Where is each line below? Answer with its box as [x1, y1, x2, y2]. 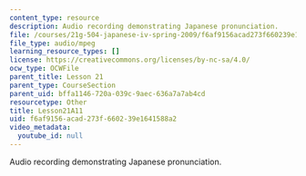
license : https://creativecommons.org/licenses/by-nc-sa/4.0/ [9, 55, 250, 64]
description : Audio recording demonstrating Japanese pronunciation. [9, 22, 280, 31]
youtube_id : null [17, 132, 84, 141]
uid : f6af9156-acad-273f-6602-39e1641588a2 [9, 114, 178, 123]
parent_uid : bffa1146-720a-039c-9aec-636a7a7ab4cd [9, 89, 206, 98]
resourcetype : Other [9, 97, 88, 107]
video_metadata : [9, 123, 71, 132]
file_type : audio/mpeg [9, 38, 96, 48]
